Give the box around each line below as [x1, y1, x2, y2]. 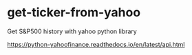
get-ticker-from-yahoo [7, 5, 141, 20]
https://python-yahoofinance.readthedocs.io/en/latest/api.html [7, 40, 185, 48]
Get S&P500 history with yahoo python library [7, 27, 138, 35]
